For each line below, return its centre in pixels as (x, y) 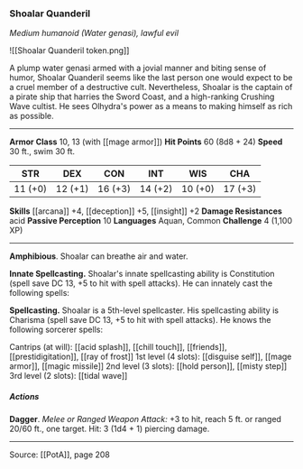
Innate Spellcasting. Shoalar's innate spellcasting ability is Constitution (142, 274)
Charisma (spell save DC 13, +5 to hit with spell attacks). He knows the (141, 320)
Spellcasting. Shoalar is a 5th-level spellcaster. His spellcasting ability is (144, 310)
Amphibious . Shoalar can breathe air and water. (99, 256)
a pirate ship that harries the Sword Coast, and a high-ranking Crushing (142, 97)
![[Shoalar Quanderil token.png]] (69, 51)
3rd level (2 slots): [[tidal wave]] (69, 376)
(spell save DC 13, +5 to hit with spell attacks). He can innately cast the (141, 283)
